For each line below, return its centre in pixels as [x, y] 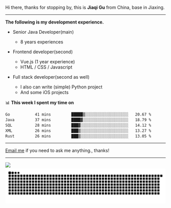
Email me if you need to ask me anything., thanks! [57, 151]
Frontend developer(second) [42, 52]
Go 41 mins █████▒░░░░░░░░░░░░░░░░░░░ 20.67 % [78, 114]
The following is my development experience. [55, 22]
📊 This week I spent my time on [40, 102]
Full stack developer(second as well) [51, 77]
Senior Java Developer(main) [43, 32]
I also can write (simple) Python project [61, 87]
